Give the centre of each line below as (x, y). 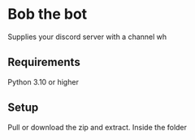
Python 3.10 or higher (43, 81)
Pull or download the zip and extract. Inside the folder (97, 127)
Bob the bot (48, 14)
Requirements (44, 62)
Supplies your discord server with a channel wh (87, 37)
